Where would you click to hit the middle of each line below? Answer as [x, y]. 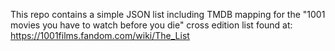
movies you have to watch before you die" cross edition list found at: [151, 25]
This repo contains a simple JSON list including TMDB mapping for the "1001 [168, 14]
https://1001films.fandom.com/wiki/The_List [100, 35]
